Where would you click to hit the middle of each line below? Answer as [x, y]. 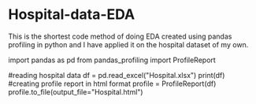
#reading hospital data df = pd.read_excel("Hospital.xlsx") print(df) [117, 75]
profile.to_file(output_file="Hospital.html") [76, 91]
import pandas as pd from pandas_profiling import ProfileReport [112, 60]
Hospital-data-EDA [72, 15]
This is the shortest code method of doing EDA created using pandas [120, 36]
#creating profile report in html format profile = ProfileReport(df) [112, 84]
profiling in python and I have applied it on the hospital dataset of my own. [128, 44]
